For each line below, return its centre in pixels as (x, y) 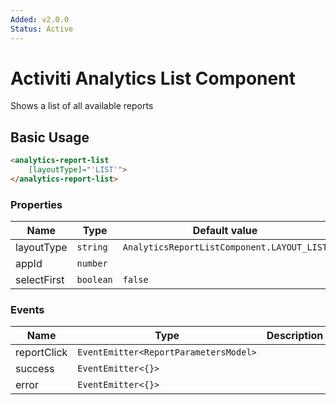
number (92, 264)
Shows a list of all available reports (82, 106)
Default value (225, 231)
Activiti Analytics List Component (153, 78)
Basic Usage (50, 137)
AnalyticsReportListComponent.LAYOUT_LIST (225, 247)
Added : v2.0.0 (40, 19)
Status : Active (42, 29)
